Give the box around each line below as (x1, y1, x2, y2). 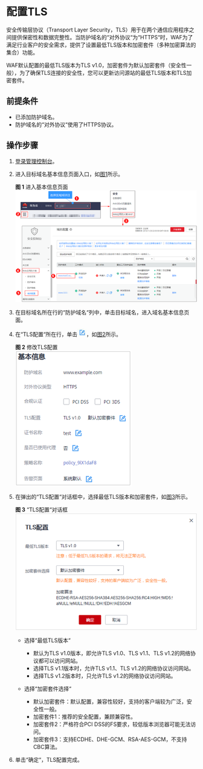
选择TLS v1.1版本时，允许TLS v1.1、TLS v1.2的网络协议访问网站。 (33, 665, 195, 672)
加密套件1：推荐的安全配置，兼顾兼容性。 (33, 713, 137, 721)
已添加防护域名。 (14, 113, 58, 120)
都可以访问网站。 (38, 657, 82, 664)
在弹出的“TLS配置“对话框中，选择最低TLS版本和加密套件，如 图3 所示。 (14, 493, 192, 500)
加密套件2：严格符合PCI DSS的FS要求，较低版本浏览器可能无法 (33, 721, 192, 728)
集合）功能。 (6, 48, 38, 56)
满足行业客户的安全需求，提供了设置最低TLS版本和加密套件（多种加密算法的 (6, 41, 196, 48)
